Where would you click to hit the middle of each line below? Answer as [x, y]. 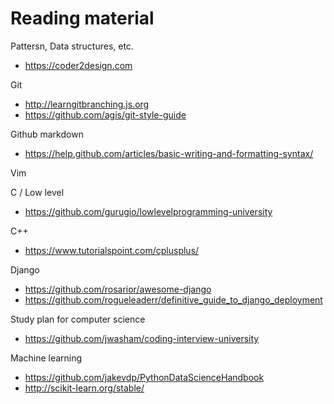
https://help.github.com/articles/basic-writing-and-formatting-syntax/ [169, 153]
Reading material [82, 18]
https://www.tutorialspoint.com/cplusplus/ [112, 250]
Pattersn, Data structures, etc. [72, 46]
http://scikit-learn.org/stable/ [84, 388]
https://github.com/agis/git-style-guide [105, 114]
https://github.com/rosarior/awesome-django [118, 289]
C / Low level [37, 192]
